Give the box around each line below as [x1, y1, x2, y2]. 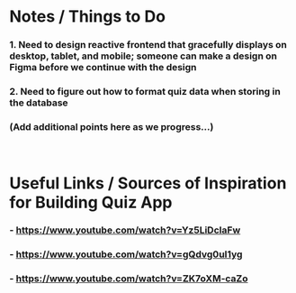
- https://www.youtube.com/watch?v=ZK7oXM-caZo [9, 272, 249, 285]
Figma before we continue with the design [9, 61, 197, 74]
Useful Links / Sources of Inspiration [9, 173, 287, 193]
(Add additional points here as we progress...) [9, 120, 214, 133]
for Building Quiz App [9, 192, 173, 213]
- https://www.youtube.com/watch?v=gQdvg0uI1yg [9, 248, 243, 261]
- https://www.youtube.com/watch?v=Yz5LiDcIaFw [9, 224, 241, 236]
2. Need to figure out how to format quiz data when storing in [9, 86, 281, 98]
